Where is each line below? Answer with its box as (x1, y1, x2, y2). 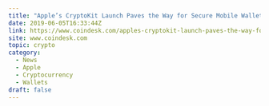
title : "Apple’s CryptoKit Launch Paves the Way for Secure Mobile (8, 11, 239, 20)
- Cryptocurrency (15, 71, 74, 79)
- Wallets (15, 78, 48, 86)
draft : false (8, 85, 52, 94)
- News (15, 57, 38, 65)
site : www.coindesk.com (8, 33, 88, 42)
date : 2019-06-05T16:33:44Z (8, 19, 102, 27)
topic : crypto (8, 41, 56, 49)
